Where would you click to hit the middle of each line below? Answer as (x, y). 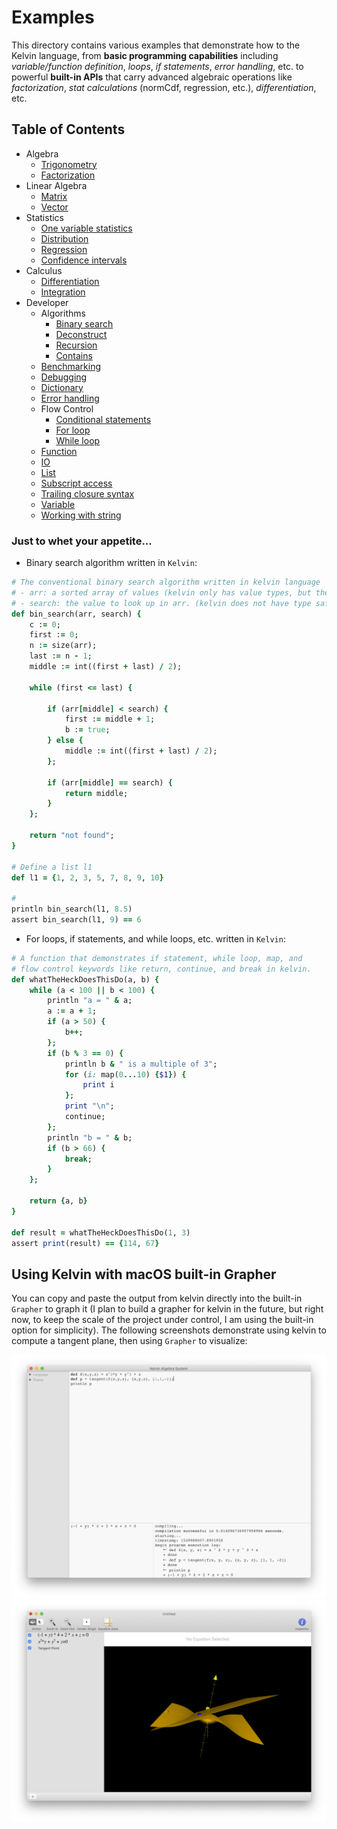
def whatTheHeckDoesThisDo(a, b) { (85, 979)
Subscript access (76, 483)
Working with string (81, 515)
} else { (65, 741)
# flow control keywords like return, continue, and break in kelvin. (161, 969)
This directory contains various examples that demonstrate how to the (156, 45)
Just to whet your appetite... (82, 541)
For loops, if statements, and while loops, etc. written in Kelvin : (155, 938)
